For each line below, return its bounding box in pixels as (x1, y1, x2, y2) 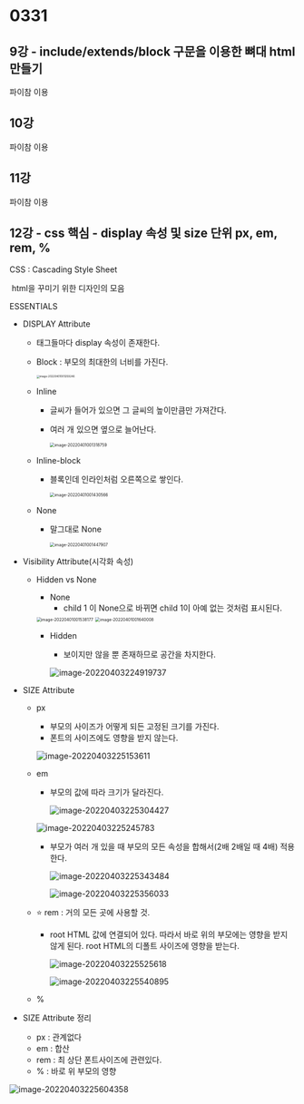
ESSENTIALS (9, 301, 58, 312)
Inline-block (35, 454, 82, 465)
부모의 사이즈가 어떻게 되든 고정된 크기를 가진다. (49, 720, 220, 731)
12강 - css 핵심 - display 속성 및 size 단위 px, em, (9, 226, 279, 241)
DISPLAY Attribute (22, 318, 91, 329)
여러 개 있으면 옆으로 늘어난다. (49, 424, 157, 435)
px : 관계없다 (35, 1031, 82, 1042)
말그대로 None (49, 523, 103, 534)
